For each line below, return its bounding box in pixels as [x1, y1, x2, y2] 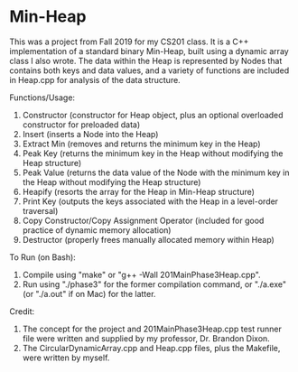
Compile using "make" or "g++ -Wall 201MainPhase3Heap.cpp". [22, 269, 261, 280]
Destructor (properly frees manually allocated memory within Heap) [22, 234, 275, 245]
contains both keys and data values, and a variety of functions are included [9, 65, 290, 76]
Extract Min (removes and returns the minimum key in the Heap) [22, 138, 261, 149]
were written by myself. [22, 352, 110, 363]
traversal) [22, 205, 59, 216]
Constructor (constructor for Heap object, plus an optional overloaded [22, 109, 284, 120]
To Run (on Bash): [9, 251, 77, 263]
